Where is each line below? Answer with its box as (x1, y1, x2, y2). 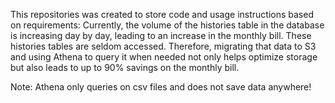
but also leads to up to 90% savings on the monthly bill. (10, 62, 240, 73)
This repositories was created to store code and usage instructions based (10, 9, 314, 20)
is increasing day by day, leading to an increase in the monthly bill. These (10, 30, 312, 41)
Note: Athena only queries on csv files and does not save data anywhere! (10, 81, 312, 93)
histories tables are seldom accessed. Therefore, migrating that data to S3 (10, 40, 317, 52)
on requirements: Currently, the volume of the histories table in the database (10, 19, 325, 31)
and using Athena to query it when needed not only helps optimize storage (10, 51, 318, 63)
